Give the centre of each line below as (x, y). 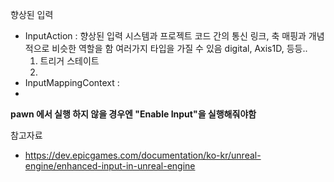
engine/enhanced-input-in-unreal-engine (110, 166)
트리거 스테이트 (69, 61)
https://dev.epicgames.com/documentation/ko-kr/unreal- (143, 155)
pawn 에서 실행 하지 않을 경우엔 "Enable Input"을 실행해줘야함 (133, 114)
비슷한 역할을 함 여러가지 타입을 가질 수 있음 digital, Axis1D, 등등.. (179, 48)
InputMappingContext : (72, 82)
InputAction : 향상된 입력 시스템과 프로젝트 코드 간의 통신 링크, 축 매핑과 (165, 36)
